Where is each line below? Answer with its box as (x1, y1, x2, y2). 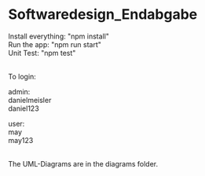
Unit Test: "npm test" (8, 48, 76, 57)
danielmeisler (8, 95, 52, 104)
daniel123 (8, 104, 39, 113)
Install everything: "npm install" (8, 31, 110, 41)
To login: (8, 71, 37, 81)
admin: (8, 86, 31, 96)
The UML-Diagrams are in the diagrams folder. (8, 159, 159, 168)
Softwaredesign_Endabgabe (8, 5, 198, 24)
